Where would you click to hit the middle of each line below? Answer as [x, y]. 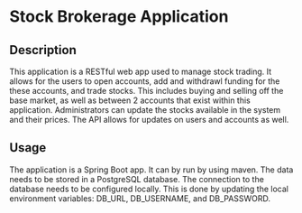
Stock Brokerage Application [119, 17]
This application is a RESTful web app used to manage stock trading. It [141, 71]
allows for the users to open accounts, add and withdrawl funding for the [145, 81]
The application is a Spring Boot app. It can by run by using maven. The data [151, 170]
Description [43, 50]
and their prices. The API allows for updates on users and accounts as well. [149, 120]
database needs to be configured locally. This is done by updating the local [149, 189]
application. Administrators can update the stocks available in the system [145, 110]
